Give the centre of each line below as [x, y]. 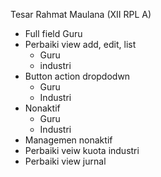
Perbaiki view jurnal [65, 161]
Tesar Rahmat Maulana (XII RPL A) [81, 14]
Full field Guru [53, 33]
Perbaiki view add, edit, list [80, 44]
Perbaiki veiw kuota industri [82, 150]
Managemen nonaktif [68, 140]
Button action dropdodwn [77, 76]
